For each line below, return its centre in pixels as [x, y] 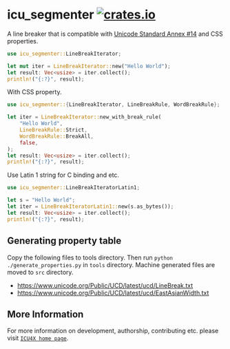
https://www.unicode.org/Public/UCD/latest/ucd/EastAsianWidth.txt [113, 293]
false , [29, 142]
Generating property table [64, 241]
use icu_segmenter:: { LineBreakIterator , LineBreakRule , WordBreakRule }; [114, 105]
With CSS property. [34, 92]
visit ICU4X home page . [38, 338]
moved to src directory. [40, 272]
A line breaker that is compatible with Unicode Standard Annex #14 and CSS [115, 34]
